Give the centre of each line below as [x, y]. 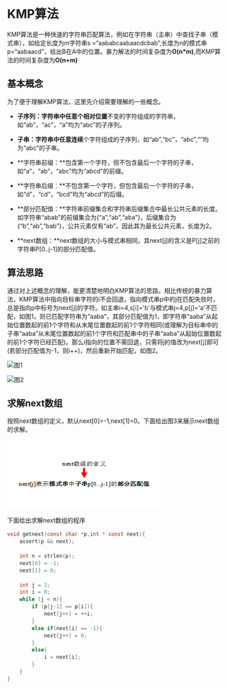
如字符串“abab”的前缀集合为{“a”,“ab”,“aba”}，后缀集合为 [97, 217]
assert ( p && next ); [47, 542]
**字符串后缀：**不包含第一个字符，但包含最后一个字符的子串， [107, 185]
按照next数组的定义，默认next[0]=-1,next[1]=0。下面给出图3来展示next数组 [113, 421]
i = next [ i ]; [62, 657]
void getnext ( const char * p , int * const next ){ [76, 534]
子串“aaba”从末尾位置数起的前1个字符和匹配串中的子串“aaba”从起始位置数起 [114, 333]
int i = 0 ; [35, 592]
